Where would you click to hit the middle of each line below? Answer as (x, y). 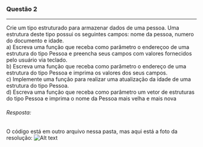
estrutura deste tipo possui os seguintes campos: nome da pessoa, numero (100, 34)
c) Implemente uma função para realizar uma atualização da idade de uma (99, 79)
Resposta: (19, 112)
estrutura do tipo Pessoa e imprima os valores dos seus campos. (87, 73)
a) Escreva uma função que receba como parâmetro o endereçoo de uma (98, 47)
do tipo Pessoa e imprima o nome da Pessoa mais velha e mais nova (92, 99)
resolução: (20, 137)
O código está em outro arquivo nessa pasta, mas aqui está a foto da (92, 131)
